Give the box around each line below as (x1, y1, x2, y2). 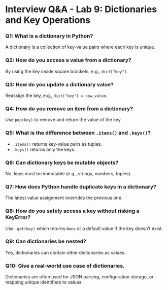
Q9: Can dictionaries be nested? (5, 238, 86, 245)
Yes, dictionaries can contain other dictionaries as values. (5, 249, 126, 255)
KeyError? (5, 214, 31, 221)
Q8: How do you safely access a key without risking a (5, 207, 140, 214)
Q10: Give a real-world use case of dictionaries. (5, 262, 125, 269)
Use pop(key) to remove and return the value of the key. (5, 117, 122, 123)
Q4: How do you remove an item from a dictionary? (5, 105, 133, 112)
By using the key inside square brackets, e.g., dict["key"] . (5, 68, 128, 74)
